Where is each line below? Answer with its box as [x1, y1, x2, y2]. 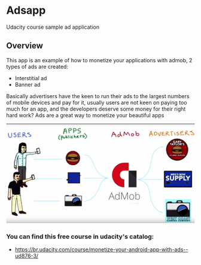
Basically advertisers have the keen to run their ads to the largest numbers [6, 92, 190, 99]
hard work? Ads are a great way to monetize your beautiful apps [6, 111, 165, 118]
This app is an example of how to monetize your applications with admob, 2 [6, 56, 193, 63]
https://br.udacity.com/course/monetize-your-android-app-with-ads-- [14, 246, 188, 253]
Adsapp [6, 4, 46, 17]
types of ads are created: [6, 63, 69, 70]
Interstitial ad [14, 74, 47, 81]
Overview [6, 41, 44, 51]
